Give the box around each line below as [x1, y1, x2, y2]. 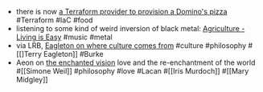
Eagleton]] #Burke [43, 50, 105, 58]
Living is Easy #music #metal [15, 32, 113, 42]
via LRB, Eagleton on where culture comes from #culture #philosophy [15, 41, 247, 50]
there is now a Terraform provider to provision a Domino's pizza [15, 7, 228, 16]
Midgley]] [15, 75, 48, 84]
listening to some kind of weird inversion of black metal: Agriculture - [15, 24, 245, 33]
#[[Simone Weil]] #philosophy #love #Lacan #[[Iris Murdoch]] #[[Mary [15, 66, 249, 75]
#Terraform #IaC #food [15, 15, 93, 25]
